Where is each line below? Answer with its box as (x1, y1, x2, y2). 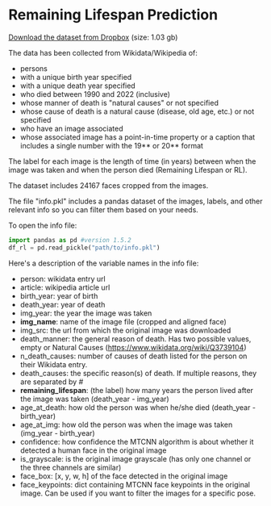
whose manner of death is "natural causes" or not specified (19, 98, 219, 107)
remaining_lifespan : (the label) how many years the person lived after (19, 385, 254, 395)
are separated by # (19, 377, 84, 387)
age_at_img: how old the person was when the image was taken (19, 420, 233, 429)
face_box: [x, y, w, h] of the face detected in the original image (19, 470, 228, 481)
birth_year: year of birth (19, 291, 98, 300)
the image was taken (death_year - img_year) (19, 394, 169, 404)
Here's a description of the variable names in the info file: (8, 258, 199, 268)
